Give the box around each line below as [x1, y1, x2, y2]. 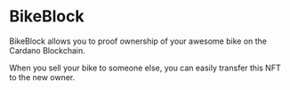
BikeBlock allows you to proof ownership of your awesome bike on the [9, 36, 268, 46]
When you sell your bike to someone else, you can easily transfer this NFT [9, 62, 282, 73]
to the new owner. [9, 71, 76, 82]
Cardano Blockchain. [9, 45, 86, 55]
